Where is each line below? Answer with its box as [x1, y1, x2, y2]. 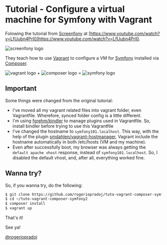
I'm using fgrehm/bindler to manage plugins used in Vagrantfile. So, [12, 118, 151, 124]
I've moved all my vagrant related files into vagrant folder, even [12, 107, 142, 113]
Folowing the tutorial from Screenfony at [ [5, 30, 90, 36]
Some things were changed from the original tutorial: [5, 97, 113, 103]
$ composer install [5, 201, 46, 206]
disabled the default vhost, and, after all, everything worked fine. [12, 155, 145, 161]
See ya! [5, 225, 21, 231]
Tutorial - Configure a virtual [5, 3, 125, 15]
